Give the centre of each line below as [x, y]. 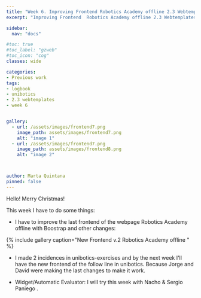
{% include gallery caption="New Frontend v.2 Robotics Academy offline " [98, 239]
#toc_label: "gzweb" [32, 50]
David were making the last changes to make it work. [80, 270]
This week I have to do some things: [51, 210]
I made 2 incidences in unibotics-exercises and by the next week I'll [98, 257]
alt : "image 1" [36, 138]
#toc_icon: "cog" [28, 56]
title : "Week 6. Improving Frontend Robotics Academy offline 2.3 [91, 12]
